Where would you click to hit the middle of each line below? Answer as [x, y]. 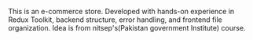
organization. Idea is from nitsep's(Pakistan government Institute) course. [127, 28]
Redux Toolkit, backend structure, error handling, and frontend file [115, 20]
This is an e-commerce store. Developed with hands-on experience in [121, 11]
